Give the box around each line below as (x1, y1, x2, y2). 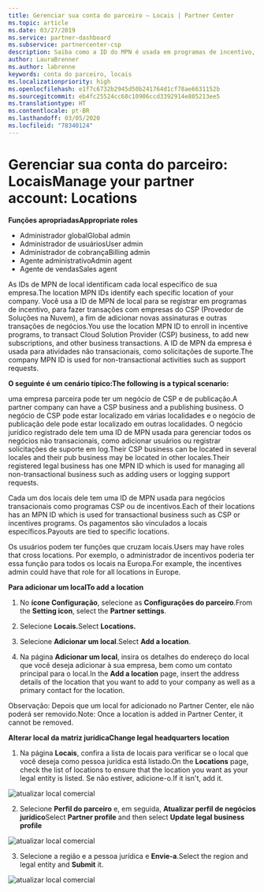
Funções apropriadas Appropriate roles (8, 215, 138, 225)
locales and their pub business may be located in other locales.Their (8, 452, 230, 462)
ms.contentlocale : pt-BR (8, 107, 90, 115)
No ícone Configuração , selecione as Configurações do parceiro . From (19, 598, 253, 607)
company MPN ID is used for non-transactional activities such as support (8, 354, 246, 364)
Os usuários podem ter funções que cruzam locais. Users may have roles (8, 542, 244, 551)
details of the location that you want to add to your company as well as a (19, 676, 255, 687)
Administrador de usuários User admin (19, 238, 143, 249)
